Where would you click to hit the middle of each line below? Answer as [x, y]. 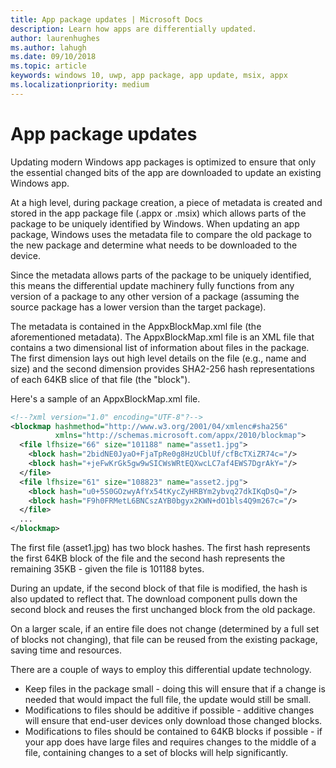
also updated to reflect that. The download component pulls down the [154, 599]
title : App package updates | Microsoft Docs [106, 19]
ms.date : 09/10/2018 [53, 57]
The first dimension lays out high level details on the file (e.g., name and [158, 358]
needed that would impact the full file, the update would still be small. [168, 700]
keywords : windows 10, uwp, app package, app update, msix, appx [149, 76]
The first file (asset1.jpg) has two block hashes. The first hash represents [160, 548]
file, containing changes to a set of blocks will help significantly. [156, 753]
